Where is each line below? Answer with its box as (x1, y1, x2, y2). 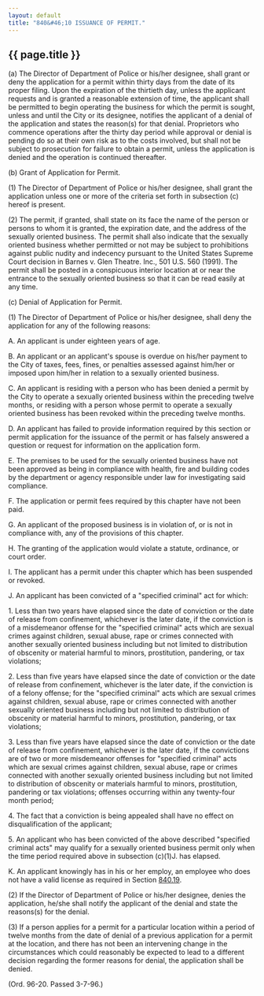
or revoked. (8, 576, 46, 585)
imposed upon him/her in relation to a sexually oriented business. (8, 368, 220, 378)
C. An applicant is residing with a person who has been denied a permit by (8, 384, 249, 393)
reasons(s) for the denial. (8, 907, 90, 916)
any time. (8, 282, 38, 292)
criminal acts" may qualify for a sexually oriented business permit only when (8, 843, 255, 853)
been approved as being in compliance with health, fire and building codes (8, 464, 250, 474)
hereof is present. (8, 200, 66, 210)
